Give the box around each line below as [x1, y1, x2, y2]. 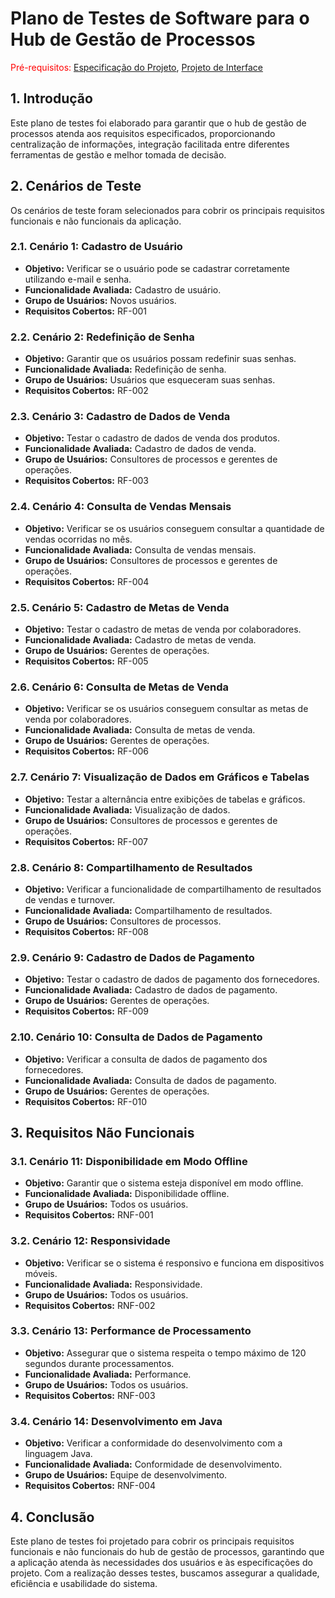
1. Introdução [10, 90, 93, 107]
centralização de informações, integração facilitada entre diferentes [10, 138, 290, 150]
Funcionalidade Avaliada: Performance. [24, 1368, 192, 1380]
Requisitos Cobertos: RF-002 [24, 385, 149, 397]
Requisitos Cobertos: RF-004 [24, 575, 150, 587]
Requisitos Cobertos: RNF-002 [24, 1299, 156, 1311]
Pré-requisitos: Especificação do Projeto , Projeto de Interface [10, 61, 263, 73]
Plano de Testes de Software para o [10, 7, 310, 30]
